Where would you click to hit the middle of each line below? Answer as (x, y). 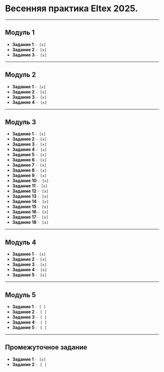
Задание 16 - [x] (30, 212)
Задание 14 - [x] (30, 202)
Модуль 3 (21, 122)
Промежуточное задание (46, 347)
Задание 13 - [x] (30, 196)
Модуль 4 (21, 242)
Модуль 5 (20, 295)
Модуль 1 (20, 33)
